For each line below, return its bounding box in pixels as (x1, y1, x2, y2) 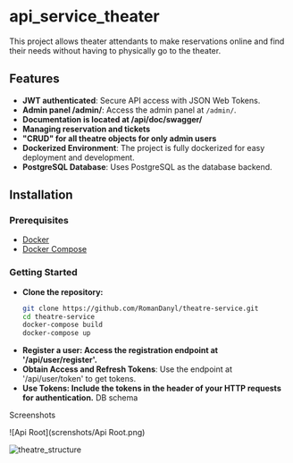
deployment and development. (21, 152, 136, 163)
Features (9, 72, 60, 87)
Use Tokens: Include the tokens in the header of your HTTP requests (21, 383, 281, 394)
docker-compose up (21, 329, 91, 338)
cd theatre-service (21, 312, 96, 321)
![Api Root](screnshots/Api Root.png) (9, 427, 146, 438)
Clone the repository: (21, 286, 104, 297)
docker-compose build (21, 320, 103, 330)
